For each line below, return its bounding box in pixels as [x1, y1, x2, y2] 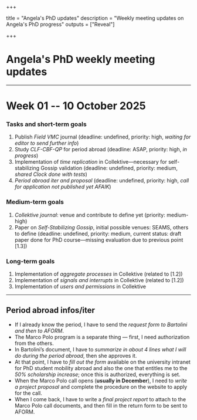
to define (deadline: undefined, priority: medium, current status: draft [14, 230, 182, 237]
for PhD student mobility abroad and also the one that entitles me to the [14, 364, 188, 371]
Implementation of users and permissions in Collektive [14, 283, 147, 290]
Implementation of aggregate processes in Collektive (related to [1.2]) [14, 270, 183, 277]
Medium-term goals [6, 198, 64, 206]
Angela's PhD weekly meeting [6, 53, 155, 66]
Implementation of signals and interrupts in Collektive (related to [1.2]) [14, 277, 184, 284]
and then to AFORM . [14, 327, 64, 334]
